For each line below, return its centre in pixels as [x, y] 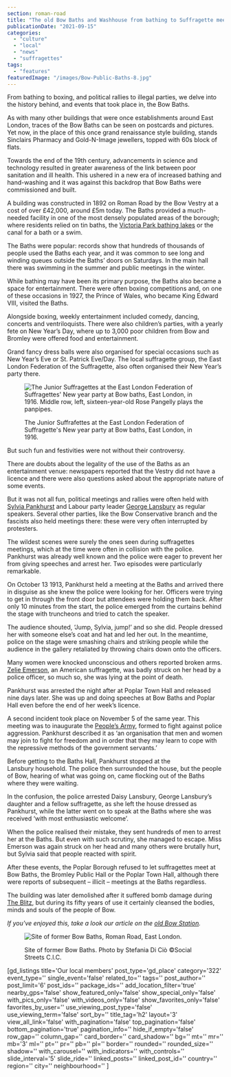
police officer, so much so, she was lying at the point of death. [95, 677]
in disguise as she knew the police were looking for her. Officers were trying [115, 592]
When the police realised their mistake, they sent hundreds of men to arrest [114, 832]
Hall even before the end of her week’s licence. [74, 705]
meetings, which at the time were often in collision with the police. [101, 550]
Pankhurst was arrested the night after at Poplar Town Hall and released [109, 691]
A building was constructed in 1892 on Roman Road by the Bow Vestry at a [113, 203]
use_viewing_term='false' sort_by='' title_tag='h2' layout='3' [92, 1015]
